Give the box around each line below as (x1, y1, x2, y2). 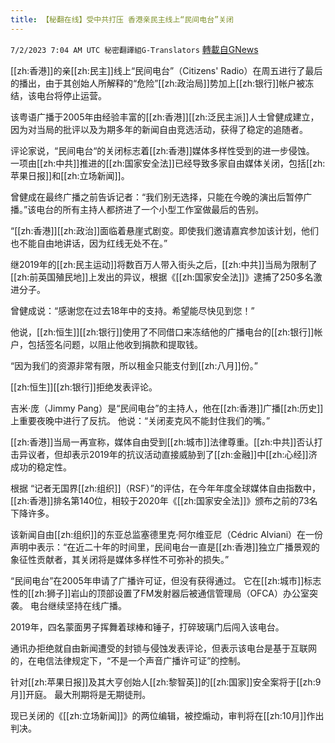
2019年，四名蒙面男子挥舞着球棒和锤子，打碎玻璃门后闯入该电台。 (10, 621, 285, 633)
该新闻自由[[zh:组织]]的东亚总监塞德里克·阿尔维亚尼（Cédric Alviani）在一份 (10, 528, 324, 540)
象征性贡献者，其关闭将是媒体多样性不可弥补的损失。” (10, 553, 230, 565)
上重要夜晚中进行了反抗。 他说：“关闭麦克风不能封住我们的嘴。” (10, 414, 271, 426)
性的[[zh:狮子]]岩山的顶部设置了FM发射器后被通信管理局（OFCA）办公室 (10, 587, 310, 599)
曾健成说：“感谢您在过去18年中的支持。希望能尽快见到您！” (10, 304, 255, 316)
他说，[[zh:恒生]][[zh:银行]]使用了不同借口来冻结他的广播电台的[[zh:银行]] (10, 326, 315, 338)
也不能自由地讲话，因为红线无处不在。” (10, 237, 168, 249)
